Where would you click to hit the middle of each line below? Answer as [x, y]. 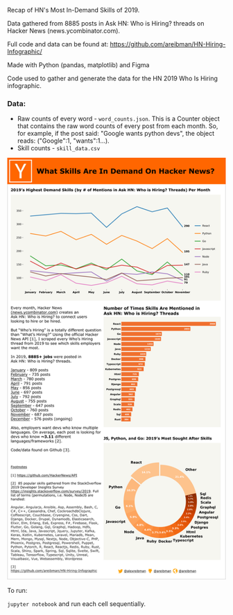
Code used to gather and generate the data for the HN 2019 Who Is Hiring [113, 78]
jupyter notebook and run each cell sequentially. [76, 604]
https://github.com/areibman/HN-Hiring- [168, 44]
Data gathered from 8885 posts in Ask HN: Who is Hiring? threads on [106, 23]
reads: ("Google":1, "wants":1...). [63, 141]
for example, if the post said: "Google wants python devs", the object [116, 134]
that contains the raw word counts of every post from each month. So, [118, 126]
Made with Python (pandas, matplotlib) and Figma [78, 65]
